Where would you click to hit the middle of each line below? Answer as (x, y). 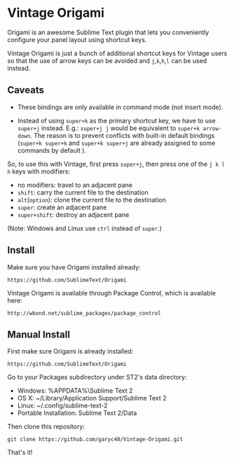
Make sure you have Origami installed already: (74, 267)
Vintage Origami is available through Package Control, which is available (111, 293)
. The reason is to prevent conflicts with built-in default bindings (123, 135)
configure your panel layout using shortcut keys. (77, 39)
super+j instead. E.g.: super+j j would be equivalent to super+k (109, 128)
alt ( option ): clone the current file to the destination (91, 199)
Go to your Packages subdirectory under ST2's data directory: (97, 377)
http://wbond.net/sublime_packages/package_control (84, 313)
